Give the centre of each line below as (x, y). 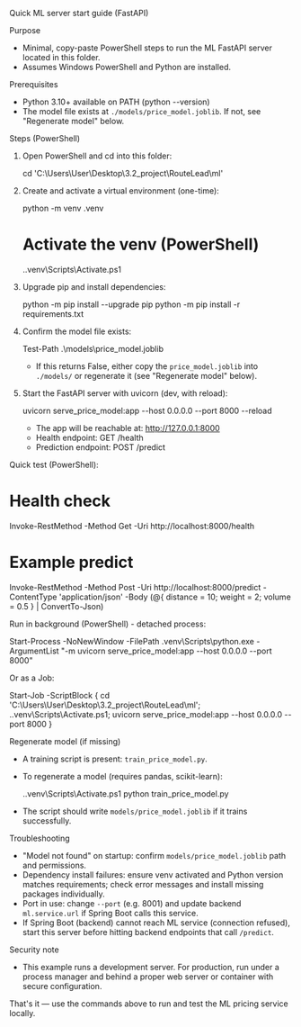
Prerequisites (34, 84)
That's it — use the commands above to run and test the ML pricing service (149, 1004)
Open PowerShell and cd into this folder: (97, 156)
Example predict (71, 563)
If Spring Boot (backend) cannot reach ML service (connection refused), (156, 923)
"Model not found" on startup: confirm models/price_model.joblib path (154, 855)
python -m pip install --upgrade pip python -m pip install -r (131, 304)
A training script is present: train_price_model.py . (115, 759)
